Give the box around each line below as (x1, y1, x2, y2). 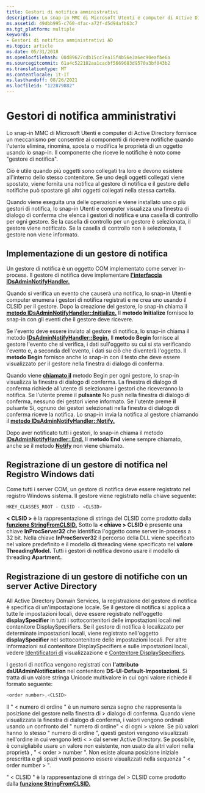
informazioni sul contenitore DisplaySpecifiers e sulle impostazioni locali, (6, 643, 190, 650)
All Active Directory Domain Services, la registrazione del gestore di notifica (6, 597, 197, 605)
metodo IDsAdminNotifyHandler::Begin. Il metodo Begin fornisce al (6, 334, 179, 341)
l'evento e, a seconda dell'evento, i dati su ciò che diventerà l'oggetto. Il (6, 346, 187, 354)
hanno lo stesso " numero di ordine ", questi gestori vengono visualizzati (6, 729, 189, 737)
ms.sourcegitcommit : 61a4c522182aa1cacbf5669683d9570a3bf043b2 (6, 60, 171, 66)
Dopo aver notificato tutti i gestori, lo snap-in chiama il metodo (6, 429, 164, 436)
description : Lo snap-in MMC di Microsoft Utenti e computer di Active (6, 15, 192, 21)
